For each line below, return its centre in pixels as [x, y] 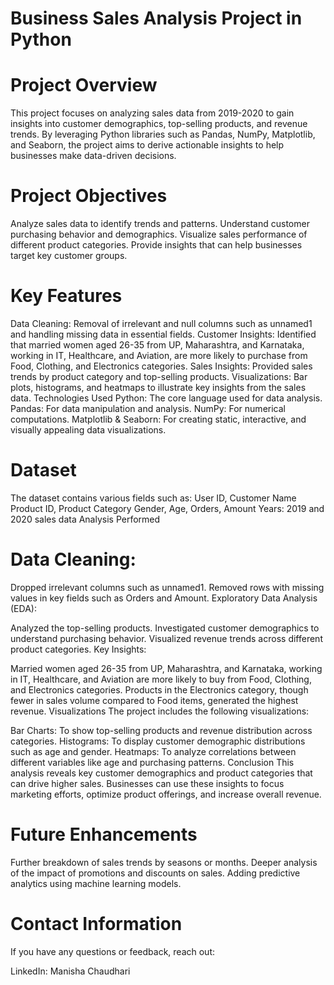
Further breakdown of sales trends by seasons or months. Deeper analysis [164, 862]
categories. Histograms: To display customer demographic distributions [158, 741]
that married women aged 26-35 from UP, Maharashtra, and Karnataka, [157, 345]
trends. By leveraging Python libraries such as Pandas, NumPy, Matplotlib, [163, 134]
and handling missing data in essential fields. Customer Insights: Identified [163, 334]
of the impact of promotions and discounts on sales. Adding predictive [155, 873]
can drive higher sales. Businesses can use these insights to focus [147, 783]
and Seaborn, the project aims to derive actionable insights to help [147, 145]
